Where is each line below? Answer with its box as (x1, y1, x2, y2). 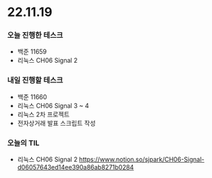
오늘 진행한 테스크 (7, 31, 64, 40)
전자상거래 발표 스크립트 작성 (17, 119, 96, 127)
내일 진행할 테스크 (7, 75, 64, 85)
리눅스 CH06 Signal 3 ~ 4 (17, 101, 89, 110)
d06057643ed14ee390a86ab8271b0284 (17, 163, 134, 172)
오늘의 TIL (7, 138, 40, 147)
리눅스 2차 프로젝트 (17, 110, 70, 119)
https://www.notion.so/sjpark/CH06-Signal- (79, 155, 205, 164)
